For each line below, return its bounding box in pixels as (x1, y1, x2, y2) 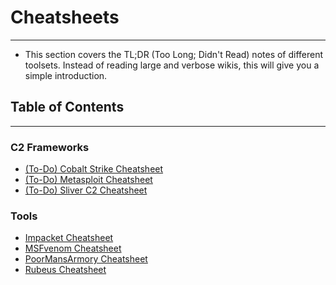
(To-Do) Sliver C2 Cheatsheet (24, 184, 148, 196)
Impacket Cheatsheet (24, 232, 114, 244)
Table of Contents (10, 99, 125, 116)
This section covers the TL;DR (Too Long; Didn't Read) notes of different (24, 48, 324, 60)
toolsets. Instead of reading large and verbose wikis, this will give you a (24, 59, 320, 71)
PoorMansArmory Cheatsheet (24, 253, 148, 265)
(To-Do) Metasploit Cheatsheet (24, 174, 153, 186)
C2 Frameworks (10, 140, 90, 154)
